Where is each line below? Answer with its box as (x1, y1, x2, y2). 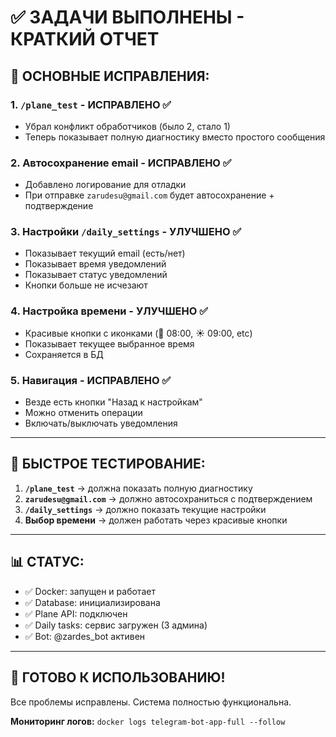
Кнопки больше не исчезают (24, 279, 148, 291)
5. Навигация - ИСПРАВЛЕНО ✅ (10, 373, 172, 387)
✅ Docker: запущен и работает (24, 585, 156, 597)
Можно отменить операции (24, 407, 143, 419)
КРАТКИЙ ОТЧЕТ (10, 28, 160, 51)
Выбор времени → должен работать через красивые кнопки (24, 514, 288, 526)
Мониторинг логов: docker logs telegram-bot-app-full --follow (10, 715, 286, 727)
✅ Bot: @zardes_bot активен (24, 630, 146, 642)
